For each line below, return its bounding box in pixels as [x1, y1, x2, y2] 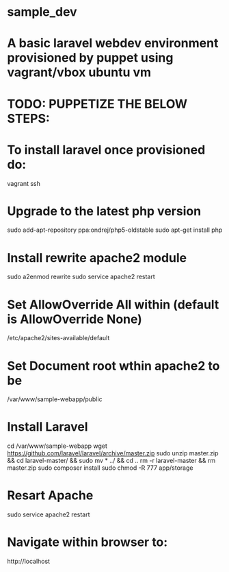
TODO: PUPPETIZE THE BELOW [7, 96, 188, 112]
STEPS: [7, 110, 50, 126]
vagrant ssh [7, 179, 41, 187]
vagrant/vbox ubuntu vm [7, 64, 152, 80]
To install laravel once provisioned [7, 142, 206, 158]
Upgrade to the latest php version [7, 203, 202, 219]
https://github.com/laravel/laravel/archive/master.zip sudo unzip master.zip [7, 449, 219, 457]
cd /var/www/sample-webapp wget [7, 442, 108, 450]
